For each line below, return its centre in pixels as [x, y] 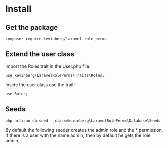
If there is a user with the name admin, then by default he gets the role [78, 135]
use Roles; [17, 94]
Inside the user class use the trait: [40, 85]
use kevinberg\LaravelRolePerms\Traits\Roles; [55, 75]
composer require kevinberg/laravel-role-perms [56, 39]
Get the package [32, 27]
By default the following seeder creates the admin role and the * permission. [84, 130]
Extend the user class [40, 54]
